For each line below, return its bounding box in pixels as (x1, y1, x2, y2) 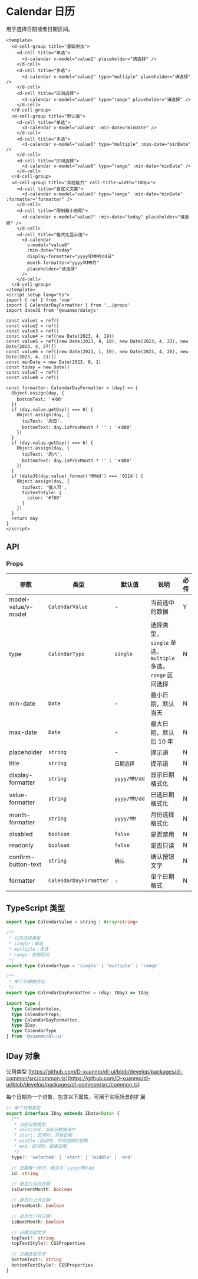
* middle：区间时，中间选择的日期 (14, 1138, 88, 1144)
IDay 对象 (6, 1051, 41, 1061)
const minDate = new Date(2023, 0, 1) (6, 359, 101, 365)
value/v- (9, 602, 34, 611)
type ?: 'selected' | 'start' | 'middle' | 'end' (11, 1154, 133, 1160)
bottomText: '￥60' (16, 396, 64, 402)
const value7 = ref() (6, 369, 60, 375)
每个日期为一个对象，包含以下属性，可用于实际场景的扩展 (6, 1093, 146, 1100)
